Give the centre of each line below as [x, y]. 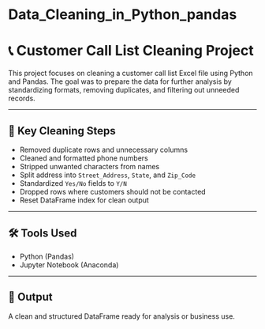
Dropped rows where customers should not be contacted [113, 191]
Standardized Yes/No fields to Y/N [73, 183]
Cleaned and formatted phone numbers [84, 158]
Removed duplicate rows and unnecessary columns [103, 149]
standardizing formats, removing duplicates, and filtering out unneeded [124, 90]
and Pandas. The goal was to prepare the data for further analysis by [120, 81]
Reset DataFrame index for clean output [84, 200]
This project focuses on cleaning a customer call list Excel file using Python [131, 74]
